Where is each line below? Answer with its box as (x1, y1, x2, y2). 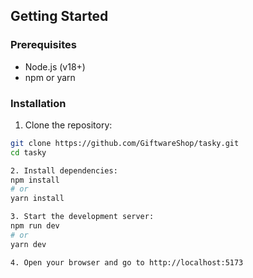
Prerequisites (10, 38, 77, 52)
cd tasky (10, 147, 47, 158)
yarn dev (10, 239, 47, 249)
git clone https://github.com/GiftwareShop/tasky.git (10, 138, 240, 148)
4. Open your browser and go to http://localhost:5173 (10, 257, 244, 268)
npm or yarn (24, 71, 76, 83)
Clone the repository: (24, 119, 113, 131)
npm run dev (10, 221, 60, 231)
